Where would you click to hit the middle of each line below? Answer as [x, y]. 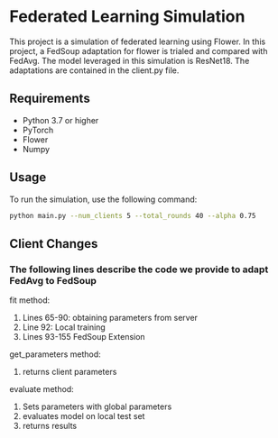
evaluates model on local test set [83, 416]
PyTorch [38, 130]
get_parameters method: [55, 354]
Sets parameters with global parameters [97, 406]
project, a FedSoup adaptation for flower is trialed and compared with [139, 50]
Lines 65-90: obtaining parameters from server [110, 318]
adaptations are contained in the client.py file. [94, 70]
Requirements [50, 99]
